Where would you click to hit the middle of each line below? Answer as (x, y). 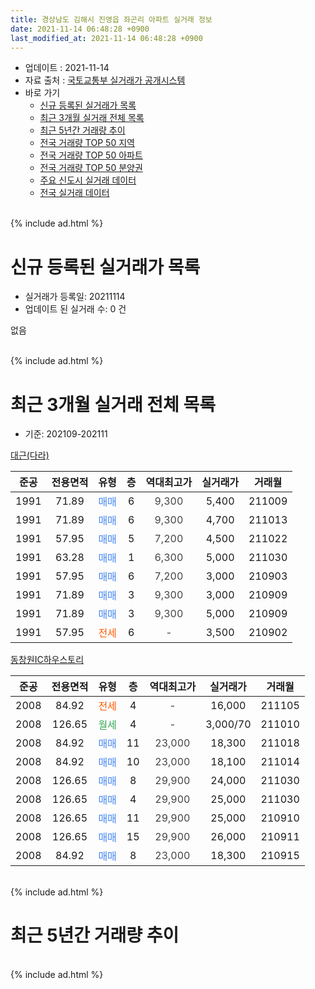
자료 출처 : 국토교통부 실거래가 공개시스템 (105, 80)
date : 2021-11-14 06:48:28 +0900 (80, 29)
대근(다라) (30, 455)
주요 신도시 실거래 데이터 (88, 180)
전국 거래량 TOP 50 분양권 (91, 168)
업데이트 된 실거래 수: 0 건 (75, 309)
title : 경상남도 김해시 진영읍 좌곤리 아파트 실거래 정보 (111, 19)
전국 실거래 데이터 (74, 193)
